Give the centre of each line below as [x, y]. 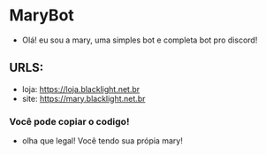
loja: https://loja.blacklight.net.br [81, 89]
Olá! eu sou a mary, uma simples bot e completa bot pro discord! [140, 40]
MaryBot [42, 15]
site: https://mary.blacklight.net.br [84, 98]
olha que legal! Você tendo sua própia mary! [102, 141]
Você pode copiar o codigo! [69, 121]
